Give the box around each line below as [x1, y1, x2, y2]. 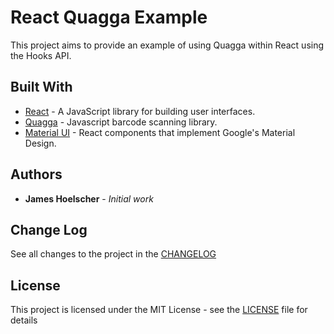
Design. [24, 137, 57, 149]
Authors [10, 166, 63, 183]
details [10, 314, 38, 326]
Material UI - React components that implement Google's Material [24, 126, 296, 138]
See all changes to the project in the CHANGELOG [10, 248, 217, 260]
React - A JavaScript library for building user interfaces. [24, 105, 256, 117]
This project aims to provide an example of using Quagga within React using [10, 39, 325, 51]
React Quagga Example [10, 6, 208, 29]
